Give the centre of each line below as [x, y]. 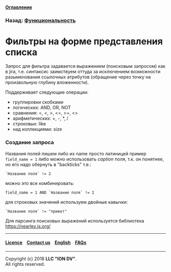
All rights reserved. [25, 264]
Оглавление [19, 7]
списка [21, 52]
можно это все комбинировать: [40, 183]
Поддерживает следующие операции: [47, 92]
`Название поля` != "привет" [36, 211]
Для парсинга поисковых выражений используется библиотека [75, 221]
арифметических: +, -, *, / [40, 118]
